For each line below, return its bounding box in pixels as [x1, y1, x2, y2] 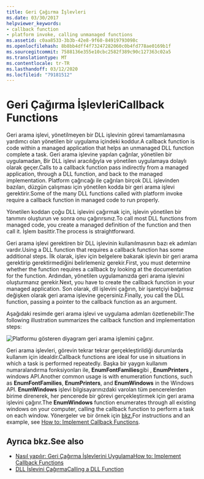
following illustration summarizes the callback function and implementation [6, 317, 195, 324]
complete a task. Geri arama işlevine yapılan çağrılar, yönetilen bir [6, 151, 173, 158]
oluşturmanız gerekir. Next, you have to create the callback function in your [6, 279, 195, 286]
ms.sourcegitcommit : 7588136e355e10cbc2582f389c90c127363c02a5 [6, 49, 172, 55]
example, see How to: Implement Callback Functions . [6, 418, 140, 426]
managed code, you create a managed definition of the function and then [6, 221, 192, 228]
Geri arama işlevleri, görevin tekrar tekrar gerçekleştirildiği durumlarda [6, 347, 184, 354]
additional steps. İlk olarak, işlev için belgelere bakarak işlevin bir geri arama [6, 252, 198, 260]
